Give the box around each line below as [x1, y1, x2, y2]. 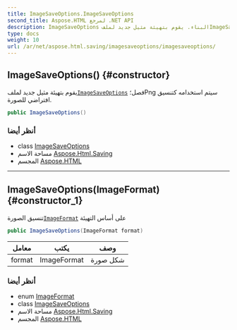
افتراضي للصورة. [7, 95, 52, 104]
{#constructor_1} [7, 195, 83, 207]
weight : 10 [7, 37, 39, 44]
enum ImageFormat [17, 292, 75, 300]
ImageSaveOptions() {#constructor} [7, 69, 171, 81]
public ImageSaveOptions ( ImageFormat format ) [7, 227, 143, 234]
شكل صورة [90, 255, 125, 264]
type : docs [7, 30, 39, 37]
